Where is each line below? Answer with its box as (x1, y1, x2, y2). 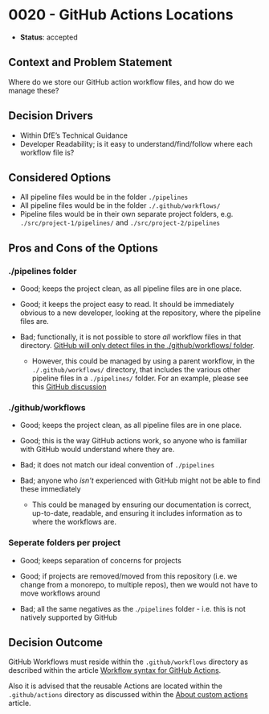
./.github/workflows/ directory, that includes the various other (31, 365, 241, 375)
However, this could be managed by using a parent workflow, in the (31, 356, 255, 366)
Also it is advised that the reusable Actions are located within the (8, 681, 223, 691)
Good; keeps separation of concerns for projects (19, 555, 182, 565)
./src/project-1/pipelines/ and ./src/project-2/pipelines (19, 218, 221, 227)
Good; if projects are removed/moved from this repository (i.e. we (19, 571, 238, 581)
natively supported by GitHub (19, 612, 118, 622)
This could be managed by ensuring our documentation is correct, (31, 500, 251, 509)
